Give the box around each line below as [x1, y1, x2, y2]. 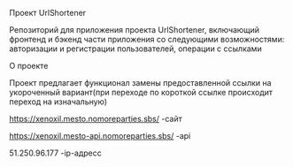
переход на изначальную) [9, 96, 108, 107]
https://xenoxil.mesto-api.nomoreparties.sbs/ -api [9, 131, 191, 140]
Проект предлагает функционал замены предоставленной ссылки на [9, 78, 272, 87]
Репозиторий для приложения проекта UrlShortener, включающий [9, 25, 259, 34]
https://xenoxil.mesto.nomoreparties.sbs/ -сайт [9, 114, 183, 124]
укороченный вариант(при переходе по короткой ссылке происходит [9, 87, 273, 97]
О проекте [9, 61, 49, 71]
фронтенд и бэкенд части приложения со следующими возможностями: [9, 34, 285, 44]
